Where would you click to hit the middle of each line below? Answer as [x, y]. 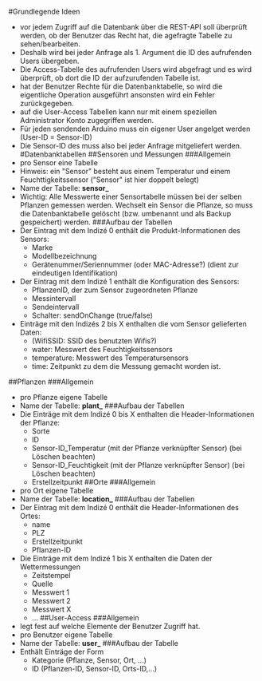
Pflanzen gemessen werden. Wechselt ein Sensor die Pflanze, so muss [136, 205]
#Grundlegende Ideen [44, 12]
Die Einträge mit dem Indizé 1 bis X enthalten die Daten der [116, 558]
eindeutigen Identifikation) [74, 273]
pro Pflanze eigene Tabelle [64, 397]
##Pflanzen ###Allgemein [51, 382]
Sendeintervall [55, 307]
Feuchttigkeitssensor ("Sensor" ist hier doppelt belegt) [109, 180]
